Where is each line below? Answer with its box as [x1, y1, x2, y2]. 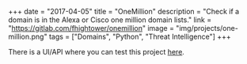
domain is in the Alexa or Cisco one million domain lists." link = [8, 15, 212, 24]
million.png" [8, 32, 47, 41]
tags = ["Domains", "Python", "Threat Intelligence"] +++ [48, 32, 231, 41]
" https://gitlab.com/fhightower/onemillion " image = [8, 24, 174, 32]
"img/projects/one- [175, 24, 239, 32]
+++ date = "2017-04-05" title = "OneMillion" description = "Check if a [8, 7, 240, 16]
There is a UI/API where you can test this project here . [8, 47, 184, 56]
